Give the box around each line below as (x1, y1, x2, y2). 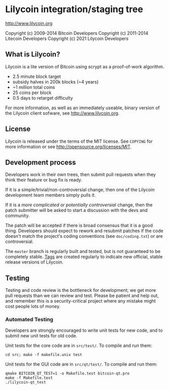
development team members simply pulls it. (5, 192, 96, 198)
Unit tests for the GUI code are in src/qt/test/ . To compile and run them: (5, 361, 157, 367)
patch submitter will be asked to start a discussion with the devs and (5, 207, 148, 213)
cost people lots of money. (5, 304, 61, 310)
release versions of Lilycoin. (5, 259, 64, 265)
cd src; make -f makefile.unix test (5, 353, 82, 358)
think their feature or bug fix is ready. (5, 177, 82, 183)
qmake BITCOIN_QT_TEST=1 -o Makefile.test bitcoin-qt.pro (5, 371, 130, 376)
